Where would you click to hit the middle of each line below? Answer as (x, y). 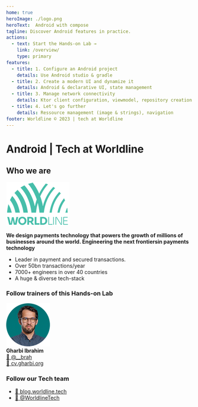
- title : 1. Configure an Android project (65, 69)
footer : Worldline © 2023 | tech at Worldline (65, 119)
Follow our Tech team (38, 379)
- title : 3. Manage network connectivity (63, 94)
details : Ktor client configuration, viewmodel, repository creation (105, 100)
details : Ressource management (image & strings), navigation (95, 113)
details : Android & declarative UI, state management (84, 88)
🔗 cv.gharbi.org (25, 363)
